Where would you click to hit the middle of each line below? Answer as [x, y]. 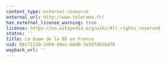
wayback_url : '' [26, 50]
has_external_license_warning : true [51, 22]
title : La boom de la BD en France [50, 39]
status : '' [20, 34]
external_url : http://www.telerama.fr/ [55, 17]
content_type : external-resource [47, 12]
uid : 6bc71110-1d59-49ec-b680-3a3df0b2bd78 [61, 45]
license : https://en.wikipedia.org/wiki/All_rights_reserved [83, 28]
